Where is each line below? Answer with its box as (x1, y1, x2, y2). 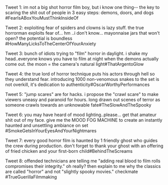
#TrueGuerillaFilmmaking (5, 174, 57, 180)
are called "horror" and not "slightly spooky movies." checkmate (5, 168, 138, 174)
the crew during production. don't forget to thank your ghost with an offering (5, 143, 163, 149)
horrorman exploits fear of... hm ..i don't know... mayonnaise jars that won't (5, 30, 160, 36)
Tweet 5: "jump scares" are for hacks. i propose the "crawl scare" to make (5, 91, 159, 97)
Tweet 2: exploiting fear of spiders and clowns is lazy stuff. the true (5, 25, 144, 31)
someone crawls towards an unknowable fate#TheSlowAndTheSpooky (5, 102, 151, 108)
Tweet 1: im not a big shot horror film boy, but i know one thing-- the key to (5, 5, 160, 10)
